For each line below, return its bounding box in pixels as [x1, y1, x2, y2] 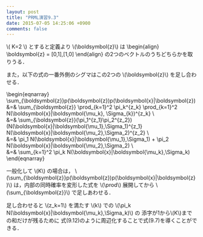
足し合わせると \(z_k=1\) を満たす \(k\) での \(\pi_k [6, 202, 131, 209]
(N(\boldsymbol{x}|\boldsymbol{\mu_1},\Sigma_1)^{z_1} [6, 123, 142, 130]
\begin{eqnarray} [6, 91, 50, 98]
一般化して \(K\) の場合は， [6, 167, 74, 175]
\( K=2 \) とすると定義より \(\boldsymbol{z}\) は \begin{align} [6, 43, 159, 50]
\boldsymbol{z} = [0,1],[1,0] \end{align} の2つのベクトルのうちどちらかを [6, 51, 188, 58]
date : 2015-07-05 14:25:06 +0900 [6, 20, 91, 26]
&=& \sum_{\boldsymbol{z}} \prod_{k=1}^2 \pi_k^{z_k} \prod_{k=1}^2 [6, 103, 178, 111]
